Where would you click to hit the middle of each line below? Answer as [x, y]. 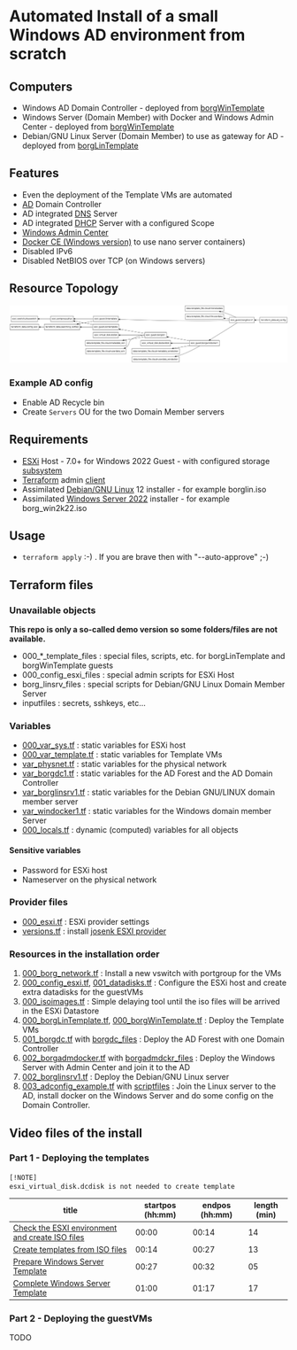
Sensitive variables [45, 850]
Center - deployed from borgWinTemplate [98, 127]
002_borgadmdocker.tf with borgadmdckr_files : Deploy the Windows [148, 1058]
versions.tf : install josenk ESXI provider [94, 931]
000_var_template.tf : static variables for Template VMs [122, 755]
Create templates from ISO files [70, 1249]
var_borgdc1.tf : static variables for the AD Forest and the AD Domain [147, 773]
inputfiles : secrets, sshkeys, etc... [84, 703]
